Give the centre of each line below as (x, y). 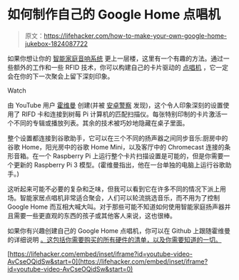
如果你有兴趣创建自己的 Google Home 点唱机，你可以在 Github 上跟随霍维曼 (119, 230)
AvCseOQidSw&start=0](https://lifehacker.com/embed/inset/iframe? (108, 261)
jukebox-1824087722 (56, 43)
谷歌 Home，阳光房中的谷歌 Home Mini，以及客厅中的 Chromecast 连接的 (116, 147)
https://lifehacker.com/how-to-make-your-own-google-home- (135, 36)
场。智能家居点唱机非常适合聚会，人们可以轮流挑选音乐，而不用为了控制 (113, 197)
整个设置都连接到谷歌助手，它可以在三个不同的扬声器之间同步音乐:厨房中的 (118, 138)
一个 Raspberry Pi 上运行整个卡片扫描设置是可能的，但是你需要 (131, 156)
